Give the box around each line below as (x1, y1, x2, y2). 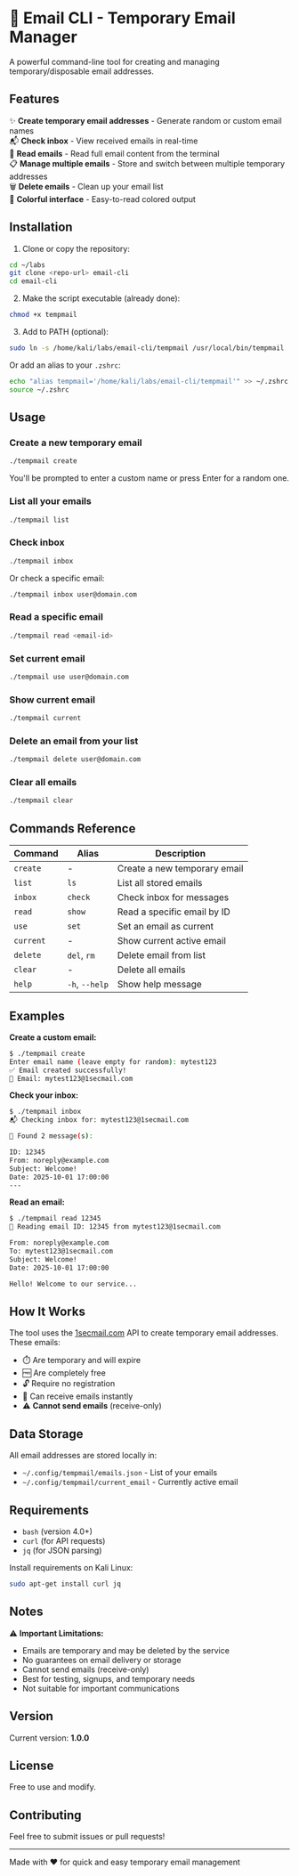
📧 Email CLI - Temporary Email (9, 8, 236, 28)
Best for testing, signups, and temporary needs (21, 1673, 196, 1684)
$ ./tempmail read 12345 (9, 1214, 101, 1223)
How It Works (9, 1303, 86, 1319)
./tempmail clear (9, 796, 74, 805)
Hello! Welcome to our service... (9, 1279, 138, 1288)
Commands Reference (9, 821, 136, 836)
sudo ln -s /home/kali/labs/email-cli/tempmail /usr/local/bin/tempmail (9, 344, 285, 353)
